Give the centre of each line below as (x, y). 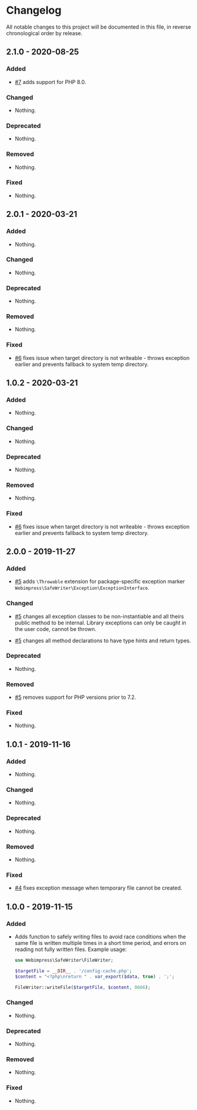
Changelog (34, 10)
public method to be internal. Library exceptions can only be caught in (101, 623)
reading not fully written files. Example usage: (71, 949)
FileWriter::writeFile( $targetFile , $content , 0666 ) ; (82, 987)
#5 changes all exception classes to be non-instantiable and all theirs (99, 616)
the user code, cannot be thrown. (55, 629)
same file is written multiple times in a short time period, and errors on (100, 943)
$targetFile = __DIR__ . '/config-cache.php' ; (73, 971)
